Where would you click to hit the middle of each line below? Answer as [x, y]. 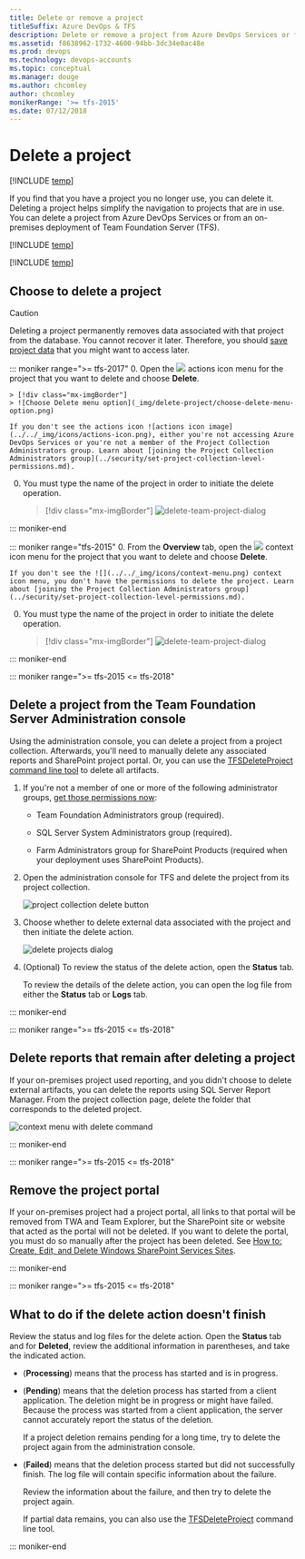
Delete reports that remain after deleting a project [152, 1058]
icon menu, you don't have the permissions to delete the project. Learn [152, 581]
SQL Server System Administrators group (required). [134, 832]
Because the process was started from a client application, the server [152, 1410]
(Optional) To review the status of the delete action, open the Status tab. [158, 967]
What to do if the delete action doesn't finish [138, 1314]
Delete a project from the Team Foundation [133, 705]
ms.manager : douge [44, 77]
